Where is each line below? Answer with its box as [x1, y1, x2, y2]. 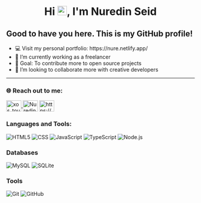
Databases [6, 148, 38, 156]
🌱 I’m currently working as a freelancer [14, 53, 111, 60]
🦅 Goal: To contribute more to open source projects [14, 60, 142, 67]
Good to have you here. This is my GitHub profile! [6, 29, 193, 39]
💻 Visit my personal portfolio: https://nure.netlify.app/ [14, 45, 148, 52]
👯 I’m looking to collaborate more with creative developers [14, 66, 159, 73]
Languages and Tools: [6, 120, 72, 128]
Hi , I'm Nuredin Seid [44, 5, 157, 19]
